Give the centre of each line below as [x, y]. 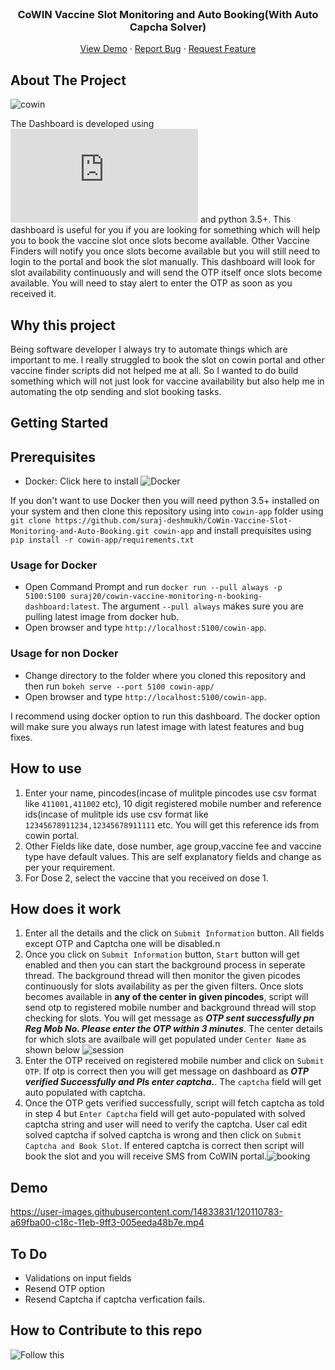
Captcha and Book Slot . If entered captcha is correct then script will [164, 1146]
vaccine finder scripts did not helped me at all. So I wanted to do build [154, 370]
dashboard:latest [61, 607]
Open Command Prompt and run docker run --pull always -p [153, 587]
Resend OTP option [64, 1288]
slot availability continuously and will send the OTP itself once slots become [166, 273]
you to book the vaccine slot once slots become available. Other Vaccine [160, 241]
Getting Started [59, 423]
